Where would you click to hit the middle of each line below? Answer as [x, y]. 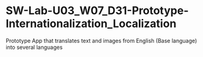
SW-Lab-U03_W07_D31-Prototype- [97, 11]
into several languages [34, 47]
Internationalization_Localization [91, 24]
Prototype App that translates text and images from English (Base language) [102, 40]
